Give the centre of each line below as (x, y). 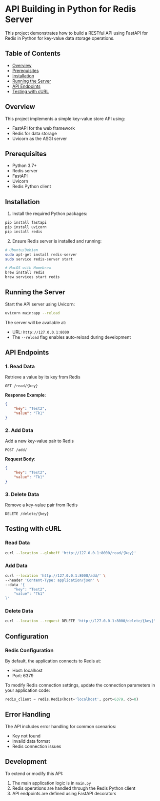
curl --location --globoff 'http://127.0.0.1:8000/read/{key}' (71, 553)
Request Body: (20, 459)
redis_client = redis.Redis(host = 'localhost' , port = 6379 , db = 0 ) (72, 699)
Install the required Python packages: (50, 213)
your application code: (28, 690)
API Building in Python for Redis (71, 9)
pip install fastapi (26, 223)
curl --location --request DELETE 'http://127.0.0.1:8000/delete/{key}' (80, 621)
